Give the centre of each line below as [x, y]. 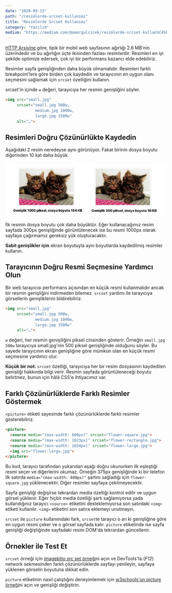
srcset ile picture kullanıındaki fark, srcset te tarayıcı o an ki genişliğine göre [86, 519]
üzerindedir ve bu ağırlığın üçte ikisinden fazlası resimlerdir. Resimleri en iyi [84, 53]
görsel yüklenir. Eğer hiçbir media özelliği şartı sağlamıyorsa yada [74, 498]
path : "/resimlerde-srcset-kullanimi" [47, 16]
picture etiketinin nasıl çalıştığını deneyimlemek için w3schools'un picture [83, 580]
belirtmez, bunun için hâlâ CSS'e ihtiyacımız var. [56, 378]
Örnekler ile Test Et [36, 546]
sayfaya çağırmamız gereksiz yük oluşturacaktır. [56, 236]
